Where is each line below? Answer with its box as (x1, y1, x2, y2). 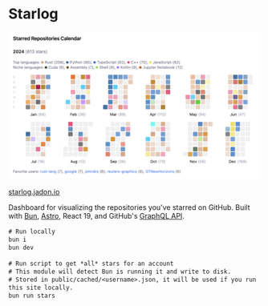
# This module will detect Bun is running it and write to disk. (8, 268, 231, 276)
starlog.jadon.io (8, 187, 60, 197)
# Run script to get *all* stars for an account (8, 260, 174, 268)
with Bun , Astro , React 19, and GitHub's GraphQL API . (8, 211, 185, 221)
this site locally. (8, 284, 74, 292)
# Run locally (8, 227, 56, 236)
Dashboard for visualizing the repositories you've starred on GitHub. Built (8, 203, 250, 212)
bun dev (8, 244, 35, 252)
